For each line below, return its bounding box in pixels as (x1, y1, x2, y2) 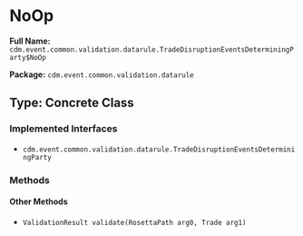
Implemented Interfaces (9, 123, 118, 135)
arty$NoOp (9, 53, 47, 62)
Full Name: (9, 35, 51, 46)
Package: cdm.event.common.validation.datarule (9, 69, 195, 80)
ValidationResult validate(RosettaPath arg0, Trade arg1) (22, 218, 247, 227)
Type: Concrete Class (9, 95, 134, 111)
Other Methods (9, 196, 68, 207)
